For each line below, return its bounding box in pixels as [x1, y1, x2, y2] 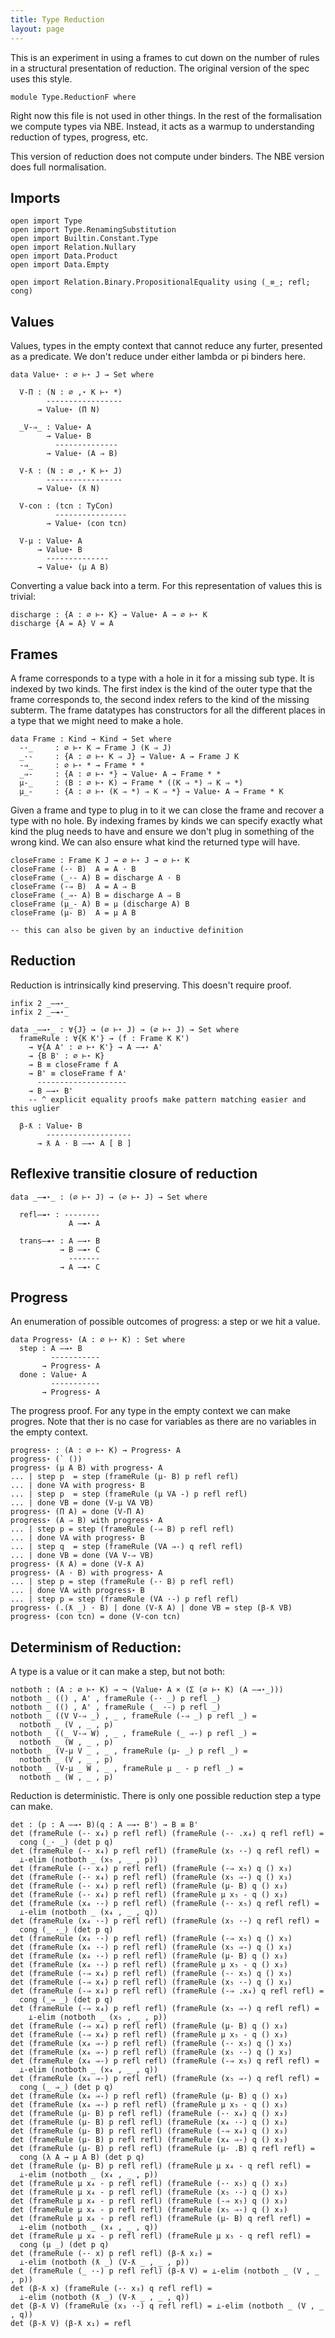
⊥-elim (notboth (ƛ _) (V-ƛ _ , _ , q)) [19, 2292, 190, 2303]
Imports [10, 189, 61, 206]
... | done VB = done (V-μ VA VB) [10, 1498, 155, 1508]
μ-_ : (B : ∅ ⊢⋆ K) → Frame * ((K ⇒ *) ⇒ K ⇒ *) [19, 777, 244, 788]
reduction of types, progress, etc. [10, 131, 149, 143]
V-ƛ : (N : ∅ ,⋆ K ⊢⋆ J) [19, 466, 123, 476]
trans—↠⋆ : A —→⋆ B [19, 1236, 101, 1246]
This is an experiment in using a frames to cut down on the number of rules [10, 51, 320, 63]
